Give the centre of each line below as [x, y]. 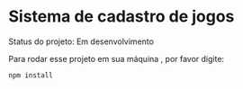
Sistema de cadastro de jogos [121, 17]
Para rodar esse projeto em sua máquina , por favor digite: [117, 58]
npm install [31, 75]
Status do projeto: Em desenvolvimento [81, 41]
